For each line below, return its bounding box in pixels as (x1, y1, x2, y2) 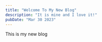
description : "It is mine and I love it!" (5, 12, 97, 17)
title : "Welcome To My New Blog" (5, 7, 77, 13)
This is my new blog (5, 31, 48, 37)
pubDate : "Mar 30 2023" (5, 17, 56, 22)
